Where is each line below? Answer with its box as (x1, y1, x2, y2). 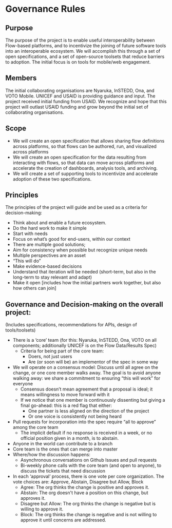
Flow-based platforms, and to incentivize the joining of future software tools (5, 43, 166, 49)
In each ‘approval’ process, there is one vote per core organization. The (12, 473, 164, 480)
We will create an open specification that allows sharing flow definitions (12, 138, 165, 144)
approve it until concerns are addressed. (20, 517, 106, 523)
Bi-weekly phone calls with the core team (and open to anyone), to (20, 462, 162, 468)
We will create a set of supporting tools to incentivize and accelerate (12, 170, 158, 177)
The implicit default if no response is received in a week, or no (20, 429, 152, 436)
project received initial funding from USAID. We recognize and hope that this (5, 98, 167, 104)
